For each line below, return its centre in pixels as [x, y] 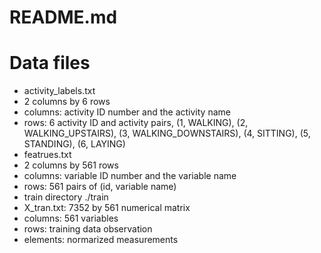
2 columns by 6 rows [67, 102]
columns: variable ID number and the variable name [130, 176]
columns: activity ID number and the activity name [127, 112]
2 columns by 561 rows [71, 165]
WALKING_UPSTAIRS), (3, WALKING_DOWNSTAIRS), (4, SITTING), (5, [167, 133]
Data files [50, 63]
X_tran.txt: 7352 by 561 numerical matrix [107, 208]
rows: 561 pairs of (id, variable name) [100, 187]
